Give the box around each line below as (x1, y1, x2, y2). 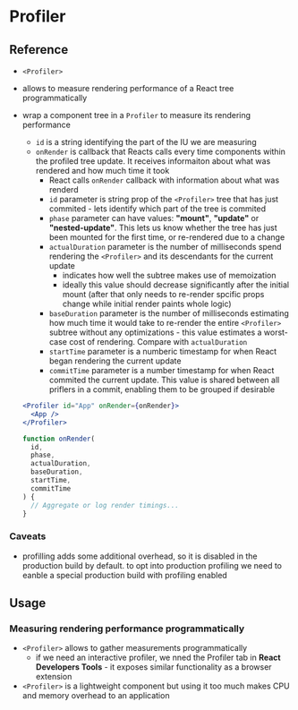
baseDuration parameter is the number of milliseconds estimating (48, 308, 289, 319)
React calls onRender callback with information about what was (48, 175, 280, 185)
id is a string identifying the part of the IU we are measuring (35, 137, 257, 147)
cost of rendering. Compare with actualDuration (68, 337, 248, 346)
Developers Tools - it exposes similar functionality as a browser (35, 662, 272, 672)
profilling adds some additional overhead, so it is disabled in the (21, 551, 258, 561)
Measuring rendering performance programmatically (9, 622, 245, 635)
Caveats (9, 530, 47, 543)
